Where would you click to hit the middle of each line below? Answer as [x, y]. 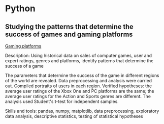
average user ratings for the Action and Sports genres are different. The [78, 96]
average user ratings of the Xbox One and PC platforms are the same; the [80, 91]
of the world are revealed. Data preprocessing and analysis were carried [79, 81]
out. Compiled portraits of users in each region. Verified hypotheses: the [79, 86]
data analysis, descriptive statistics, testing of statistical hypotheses [74, 116]
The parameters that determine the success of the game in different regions [82, 75]
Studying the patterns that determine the [69, 27]
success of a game [24, 66]
